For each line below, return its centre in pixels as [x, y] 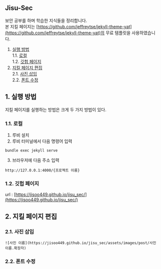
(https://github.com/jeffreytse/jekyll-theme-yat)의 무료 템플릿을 [68, 33]
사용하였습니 [143, 33]
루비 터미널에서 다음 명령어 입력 [42, 141]
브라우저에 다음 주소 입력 [36, 160]
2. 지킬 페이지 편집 [31, 216]
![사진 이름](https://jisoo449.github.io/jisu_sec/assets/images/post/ [77, 243]
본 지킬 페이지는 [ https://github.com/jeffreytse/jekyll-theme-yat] [69, 26]
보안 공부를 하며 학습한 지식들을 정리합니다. [46, 20]
